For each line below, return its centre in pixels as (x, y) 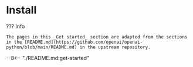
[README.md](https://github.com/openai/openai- (84, 42)
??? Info (16, 26)
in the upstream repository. (115, 47)
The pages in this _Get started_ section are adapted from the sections (97, 37)
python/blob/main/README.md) (42, 47)
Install (21, 10)
